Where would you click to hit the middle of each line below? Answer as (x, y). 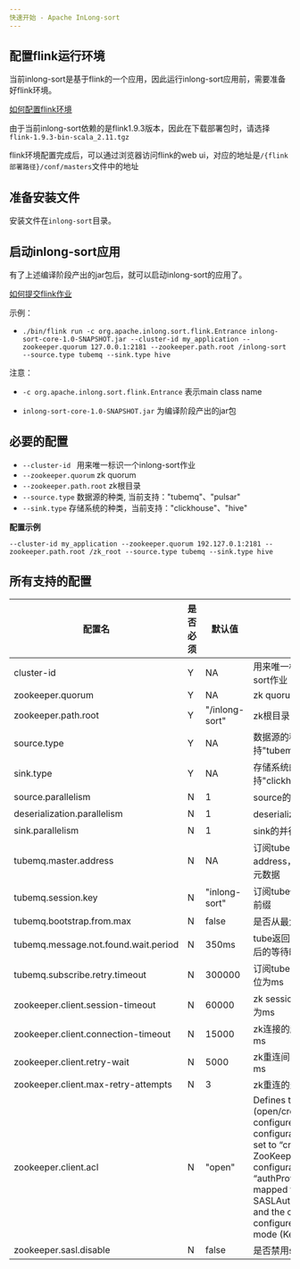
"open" (220, 1167)
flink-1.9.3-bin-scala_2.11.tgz (69, 138)
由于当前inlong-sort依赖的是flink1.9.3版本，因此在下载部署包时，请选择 (140, 128)
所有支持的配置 (50, 581)
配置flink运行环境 (57, 56)
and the (269, 1212)
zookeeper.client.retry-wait (71, 1061)
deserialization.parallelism (68, 813)
